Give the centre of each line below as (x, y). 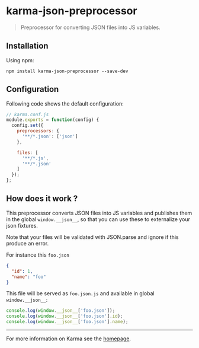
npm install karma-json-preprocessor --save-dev (67, 71)
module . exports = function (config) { (53, 120)
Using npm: (20, 60)
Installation (27, 46)
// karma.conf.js (28, 114)
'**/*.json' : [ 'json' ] (50, 137)
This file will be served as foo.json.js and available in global (81, 293)
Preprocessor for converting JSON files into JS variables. (91, 27)
